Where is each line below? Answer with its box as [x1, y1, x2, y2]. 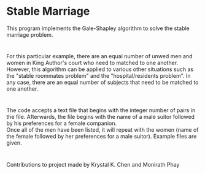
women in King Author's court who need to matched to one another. [6, 59, 179, 67]
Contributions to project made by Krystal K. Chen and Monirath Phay [6, 161, 180, 168]
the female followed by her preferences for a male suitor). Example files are [6, 133, 197, 140]
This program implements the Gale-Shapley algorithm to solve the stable [6, 25, 190, 32]
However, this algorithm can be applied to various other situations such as [6, 66, 194, 73]
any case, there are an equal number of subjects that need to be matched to [6, 78, 199, 86]
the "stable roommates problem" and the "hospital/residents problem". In [6, 72, 191, 80]
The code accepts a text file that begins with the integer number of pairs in [6, 107, 196, 114]
